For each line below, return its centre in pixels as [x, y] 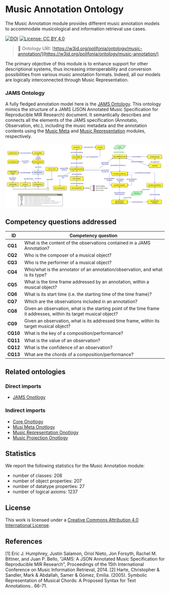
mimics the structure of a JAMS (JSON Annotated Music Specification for [82, 110]
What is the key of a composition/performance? [74, 333]
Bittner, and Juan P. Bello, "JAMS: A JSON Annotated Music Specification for [85, 559]
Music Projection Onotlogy [40, 438]
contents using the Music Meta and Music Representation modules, [75, 131]
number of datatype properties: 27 [49, 486]
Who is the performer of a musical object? [68, 262]
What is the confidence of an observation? [69, 347]
